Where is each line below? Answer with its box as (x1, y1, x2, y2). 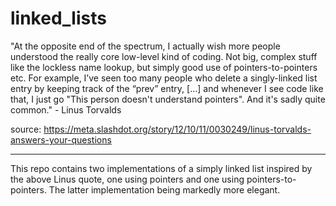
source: (10, 123, 42, 135)
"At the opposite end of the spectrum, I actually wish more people (10, 40, 281, 52)
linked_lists (10, 7, 107, 30)
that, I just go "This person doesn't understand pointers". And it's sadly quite (10, 93, 326, 105)
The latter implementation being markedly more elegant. (48, 183, 281, 196)
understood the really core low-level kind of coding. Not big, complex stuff (10, 50, 318, 62)
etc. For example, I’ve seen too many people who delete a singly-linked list (10, 72, 318, 84)
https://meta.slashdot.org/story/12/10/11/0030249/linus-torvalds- (43, 123, 312, 135)
